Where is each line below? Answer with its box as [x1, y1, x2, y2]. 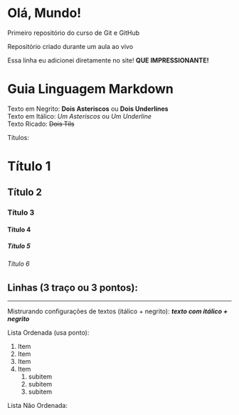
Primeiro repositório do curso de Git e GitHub [7, 28, 140, 37]
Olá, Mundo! [7, 5, 82, 21]
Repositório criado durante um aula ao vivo [7, 42, 134, 50]
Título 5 [7, 242, 31, 250]
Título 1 [7, 158, 51, 175]
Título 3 [7, 207, 35, 217]
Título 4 [7, 225, 31, 234]
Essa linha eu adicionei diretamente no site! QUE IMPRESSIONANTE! [7, 55, 209, 65]
